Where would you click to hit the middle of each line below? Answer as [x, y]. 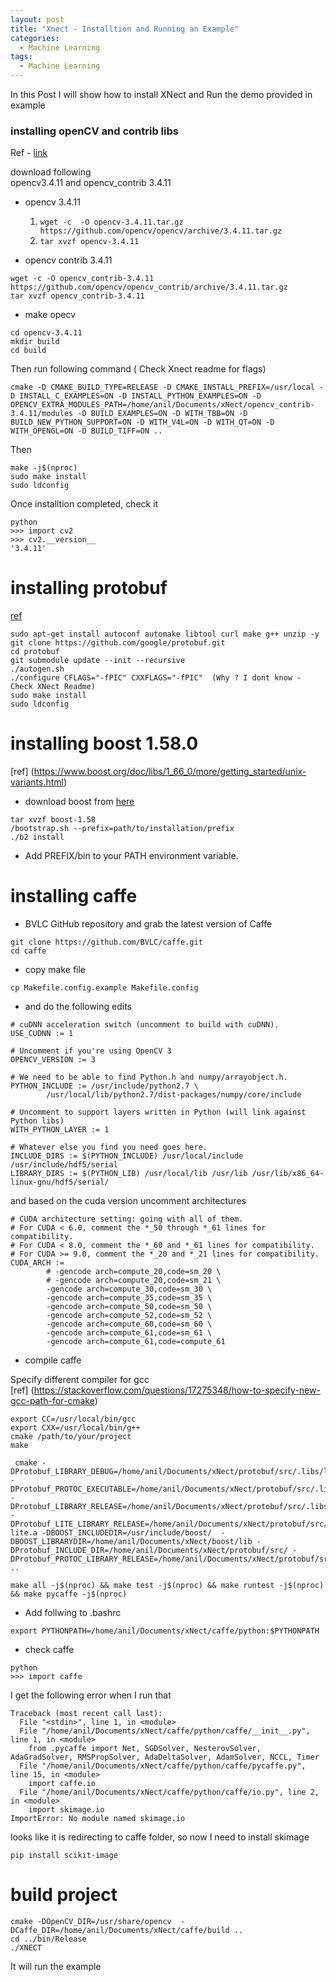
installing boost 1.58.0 [104, 743]
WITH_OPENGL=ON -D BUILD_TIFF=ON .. [86, 431]
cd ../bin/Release [48, 1939]
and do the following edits [78, 1007]
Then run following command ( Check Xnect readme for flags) [138, 369]
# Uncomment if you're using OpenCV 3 [91, 1051]
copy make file [55, 970]
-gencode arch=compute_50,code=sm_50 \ [129, 1307]
